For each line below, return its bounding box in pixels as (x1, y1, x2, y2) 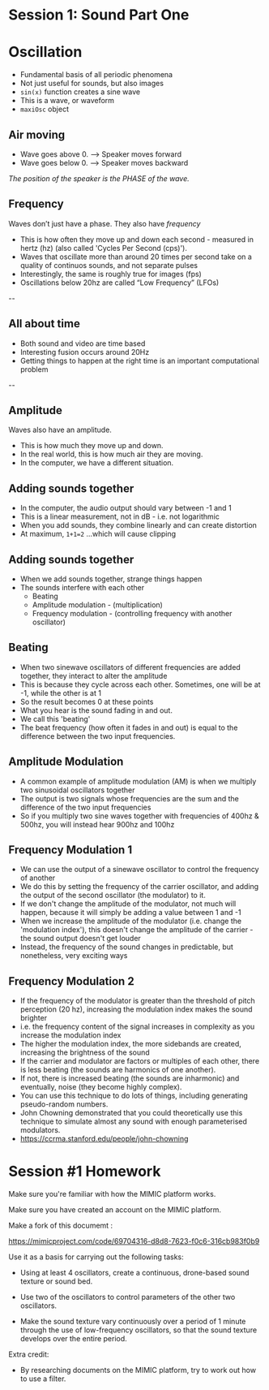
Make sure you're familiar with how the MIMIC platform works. (8, 1189, 216, 1199)
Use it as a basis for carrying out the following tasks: (8, 1252, 184, 1262)
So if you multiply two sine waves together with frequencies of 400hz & (19, 810, 259, 821)
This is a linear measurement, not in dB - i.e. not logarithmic (19, 512, 220, 521)
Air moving (8, 127, 66, 141)
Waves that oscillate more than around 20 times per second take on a (19, 252, 253, 261)
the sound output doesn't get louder (19, 934, 142, 943)
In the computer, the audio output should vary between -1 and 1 (19, 503, 233, 513)
